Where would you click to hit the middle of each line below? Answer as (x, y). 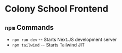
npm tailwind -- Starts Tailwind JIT (48, 45)
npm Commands (29, 28)
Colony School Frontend (56, 9)
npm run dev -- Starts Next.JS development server (64, 39)
